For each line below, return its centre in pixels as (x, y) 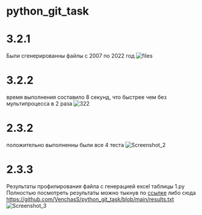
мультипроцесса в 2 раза (39, 104)
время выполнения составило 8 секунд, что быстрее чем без (86, 97)
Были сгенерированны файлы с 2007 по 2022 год (71, 56)
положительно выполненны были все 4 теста (65, 145)
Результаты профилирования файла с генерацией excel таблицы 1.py (96, 186)
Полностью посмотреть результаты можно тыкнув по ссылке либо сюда (101, 193)
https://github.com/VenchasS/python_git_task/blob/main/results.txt (90, 199)
